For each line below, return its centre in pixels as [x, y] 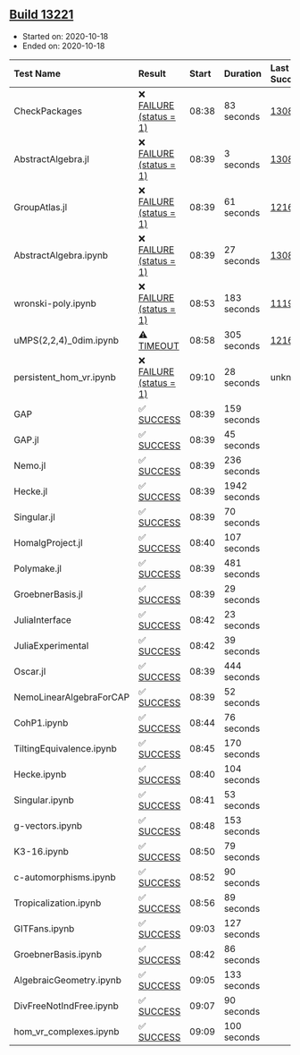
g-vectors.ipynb [48, 825]
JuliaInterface [42, 619]
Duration [242, 73]
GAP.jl [26, 439]
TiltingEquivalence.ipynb [66, 748]
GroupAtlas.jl [41, 207]
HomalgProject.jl [48, 542]
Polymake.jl [38, 568]
